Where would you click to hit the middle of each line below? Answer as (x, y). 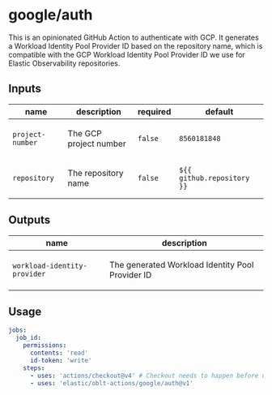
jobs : (17, 330)
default (219, 111)
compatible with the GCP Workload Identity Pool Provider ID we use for (127, 54)
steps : (34, 368)
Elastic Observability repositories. (64, 63)
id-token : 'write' (61, 360)
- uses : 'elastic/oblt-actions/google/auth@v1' (112, 383)
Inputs (25, 89)
